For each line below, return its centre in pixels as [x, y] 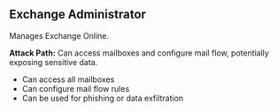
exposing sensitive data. [54, 62]
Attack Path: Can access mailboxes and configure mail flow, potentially [139, 53]
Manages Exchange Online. [59, 35]
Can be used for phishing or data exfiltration [103, 98]
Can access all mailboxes [68, 79]
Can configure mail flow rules [76, 88]
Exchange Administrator [77, 15]
